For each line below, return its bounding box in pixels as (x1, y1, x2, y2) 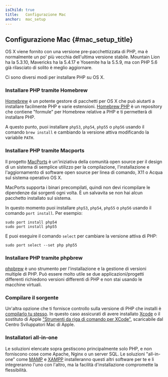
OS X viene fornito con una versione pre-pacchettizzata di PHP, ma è (5, 49, 148, 55)
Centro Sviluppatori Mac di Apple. (5, 322, 75, 328)
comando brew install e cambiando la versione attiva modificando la (5, 129, 149, 136)
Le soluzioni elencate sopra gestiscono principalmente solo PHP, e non (5, 345, 152, 351)
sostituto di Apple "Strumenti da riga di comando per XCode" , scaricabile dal (5, 316, 163, 322)
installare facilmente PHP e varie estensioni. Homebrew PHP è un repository (5, 103, 162, 109)
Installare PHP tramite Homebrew (5, 87, 88, 94)
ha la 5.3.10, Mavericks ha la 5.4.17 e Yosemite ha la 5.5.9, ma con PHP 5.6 (5, 59, 158, 65)
